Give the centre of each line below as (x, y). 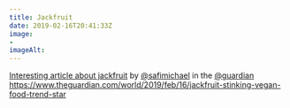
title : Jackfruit (41, 17)
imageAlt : (27, 50)
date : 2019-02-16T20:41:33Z (61, 26)
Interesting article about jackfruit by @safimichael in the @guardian (132, 75)
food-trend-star (38, 95)
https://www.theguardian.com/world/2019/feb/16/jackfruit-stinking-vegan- (145, 85)
